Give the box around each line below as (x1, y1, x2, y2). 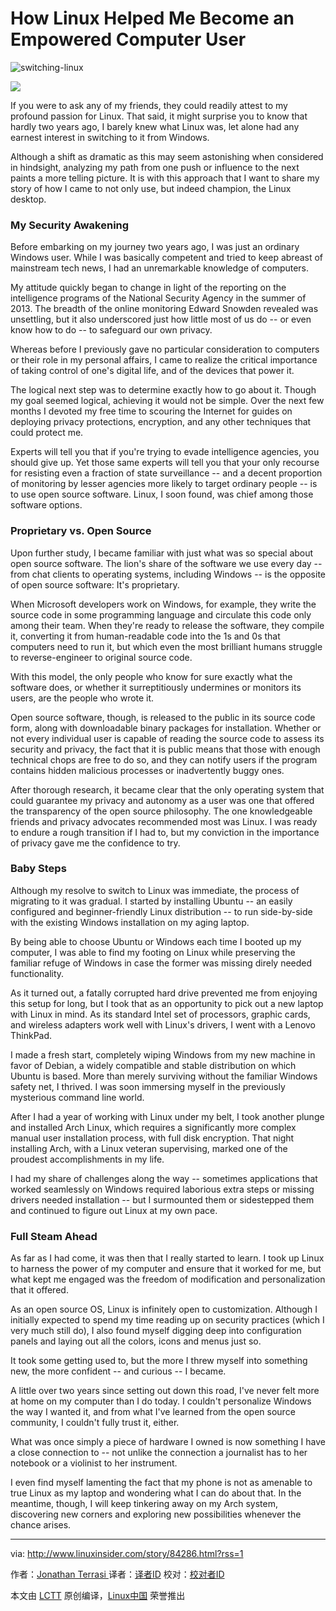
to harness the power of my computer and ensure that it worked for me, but (10, 1263, 322, 1275)
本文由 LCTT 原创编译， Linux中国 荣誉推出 (10, 1590, 186, 1602)
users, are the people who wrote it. (10, 692, 155, 704)
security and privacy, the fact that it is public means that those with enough (10, 743, 321, 755)
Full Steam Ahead (10, 1229, 98, 1243)
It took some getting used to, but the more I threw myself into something (10, 1355, 308, 1367)
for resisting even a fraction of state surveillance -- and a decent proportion (10, 467, 323, 479)
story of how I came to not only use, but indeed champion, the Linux (10, 182, 292, 194)
